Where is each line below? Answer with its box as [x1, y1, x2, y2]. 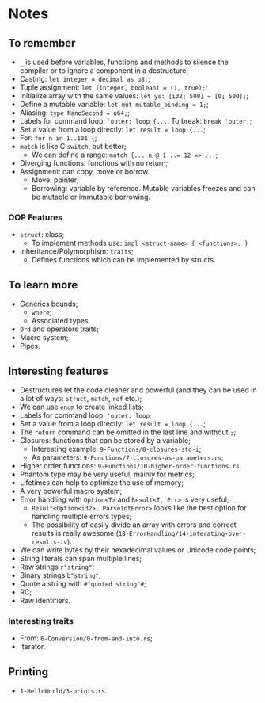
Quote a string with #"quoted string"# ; [19, 579, 146, 588]
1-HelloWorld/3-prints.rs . [19, 686, 108, 696]
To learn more [8, 278, 78, 292]
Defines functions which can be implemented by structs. [31, 255, 216, 265]
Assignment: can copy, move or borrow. [19, 167, 150, 176]
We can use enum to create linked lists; [19, 402, 144, 411]
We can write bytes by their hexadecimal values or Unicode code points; [19, 544, 256, 555]
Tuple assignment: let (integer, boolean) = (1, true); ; [19, 82, 208, 92]
